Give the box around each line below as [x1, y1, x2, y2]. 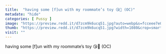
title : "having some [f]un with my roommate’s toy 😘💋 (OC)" [5, 7, 135, 12]
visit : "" [5, 30, 26, 35]
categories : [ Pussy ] [5, 16, 52, 21]
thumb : [5, 26, 19, 30]
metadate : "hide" [5, 12, 41, 17]
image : [5, 21, 19, 26]
